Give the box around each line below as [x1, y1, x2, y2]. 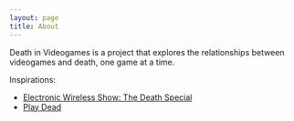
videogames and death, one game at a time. [9, 56, 175, 67]
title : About [9, 22, 59, 31]
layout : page [9, 13, 59, 23]
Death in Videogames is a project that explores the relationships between [9, 46, 285, 57]
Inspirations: [9, 74, 57, 85]
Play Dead [22, 101, 62, 112]
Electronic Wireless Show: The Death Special [22, 92, 193, 103]
